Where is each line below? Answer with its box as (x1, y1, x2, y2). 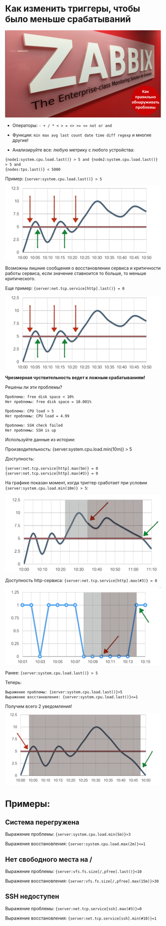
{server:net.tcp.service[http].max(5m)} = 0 (5, 466, 98, 471)
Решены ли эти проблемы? (5, 384, 63, 390)
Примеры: (5, 798, 50, 809)
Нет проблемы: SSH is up (5, 428, 56, 433)
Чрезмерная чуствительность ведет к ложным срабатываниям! (5, 374, 146, 380)
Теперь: (5, 679, 22, 685)
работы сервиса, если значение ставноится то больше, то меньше (5, 270, 147, 276)
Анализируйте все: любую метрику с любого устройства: (12, 147, 135, 153)
